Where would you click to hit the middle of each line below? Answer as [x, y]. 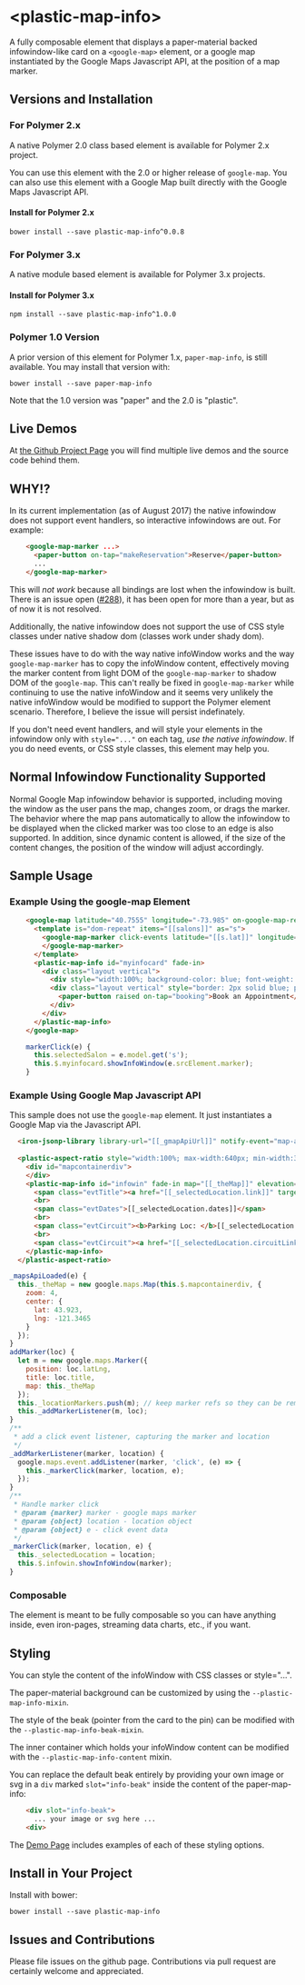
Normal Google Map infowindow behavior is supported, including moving [146, 799]
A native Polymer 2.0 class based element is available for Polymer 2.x [139, 145]
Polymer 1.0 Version [54, 337]
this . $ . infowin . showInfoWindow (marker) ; [95, 1564]
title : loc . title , [60, 1377]
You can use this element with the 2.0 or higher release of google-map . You [148, 172]
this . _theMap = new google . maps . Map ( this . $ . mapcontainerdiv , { [140, 1285]
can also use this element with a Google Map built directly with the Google [148, 182]
